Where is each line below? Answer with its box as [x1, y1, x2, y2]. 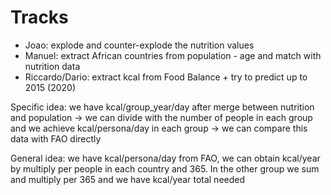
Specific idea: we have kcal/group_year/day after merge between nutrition [10, 101, 315, 113]
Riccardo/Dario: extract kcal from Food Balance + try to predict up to [24, 71, 308, 83]
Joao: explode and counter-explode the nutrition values [24, 39, 255, 51]
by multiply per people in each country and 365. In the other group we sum [10, 162, 320, 175]
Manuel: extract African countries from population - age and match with [24, 49, 322, 61]
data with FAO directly [10, 132, 102, 145]
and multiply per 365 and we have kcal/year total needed [10, 173, 246, 185]
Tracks [10, 6, 69, 29]
